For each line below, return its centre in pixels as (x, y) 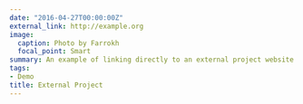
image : (22, 34)
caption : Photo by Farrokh (68, 43)
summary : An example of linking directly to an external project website (152, 60)
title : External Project (56, 85)
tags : (20, 69)
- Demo (22, 77)
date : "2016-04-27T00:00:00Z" (67, 18)
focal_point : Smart (54, 52)
